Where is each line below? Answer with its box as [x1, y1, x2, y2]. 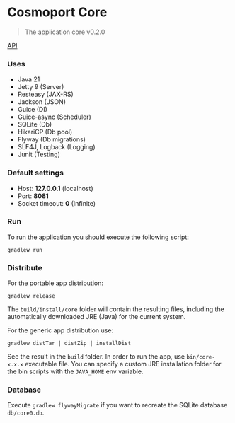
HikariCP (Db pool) [17, 128, 73, 137]
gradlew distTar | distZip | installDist [7, 340, 132, 347]
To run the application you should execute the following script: [7, 233, 190, 241]
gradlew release [7, 293, 55, 300]
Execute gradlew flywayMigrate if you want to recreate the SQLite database [7, 401, 228, 410]
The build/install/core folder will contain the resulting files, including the [7, 305, 224, 313]
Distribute [7, 262, 42, 272]
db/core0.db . [7, 408, 45, 417]
